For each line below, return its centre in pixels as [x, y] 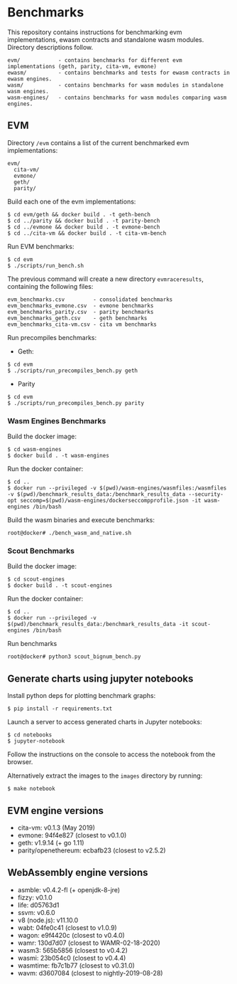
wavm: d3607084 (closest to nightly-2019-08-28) [90, 973]
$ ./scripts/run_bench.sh [45, 265]
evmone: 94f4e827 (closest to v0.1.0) [72, 835]
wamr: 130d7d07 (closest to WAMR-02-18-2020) [89, 943]
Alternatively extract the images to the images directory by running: [105, 776]
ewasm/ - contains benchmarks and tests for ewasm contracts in [119, 73]
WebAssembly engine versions [78, 873]
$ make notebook [31, 789]
